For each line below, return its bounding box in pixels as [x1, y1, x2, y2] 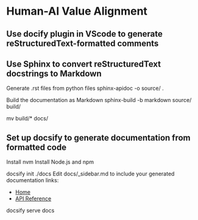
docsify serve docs [6, 207, 55, 215]
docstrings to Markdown [6, 68, 102, 79]
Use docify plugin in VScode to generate [6, 29, 163, 39]
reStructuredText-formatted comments [6, 38, 159, 48]
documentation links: [6, 177, 59, 184]
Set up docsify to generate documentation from [6, 133, 191, 143]
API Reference [15, 195, 52, 202]
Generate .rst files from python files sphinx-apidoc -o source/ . [6, 84, 164, 92]
